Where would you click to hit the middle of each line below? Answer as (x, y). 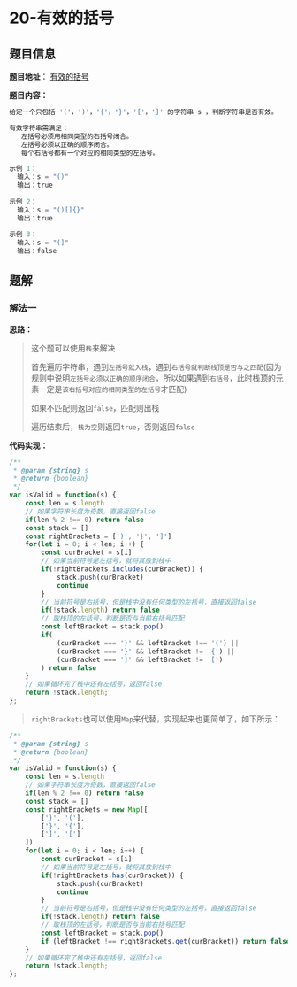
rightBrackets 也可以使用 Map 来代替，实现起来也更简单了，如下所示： (156, 719)
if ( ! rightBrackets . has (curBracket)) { (112, 875)
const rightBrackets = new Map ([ (87, 810)
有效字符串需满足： (39, 128)
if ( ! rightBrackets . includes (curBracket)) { (122, 569)
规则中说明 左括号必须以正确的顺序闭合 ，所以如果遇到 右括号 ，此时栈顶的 (153, 378)
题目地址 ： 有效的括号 (49, 77)
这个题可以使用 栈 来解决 (73, 348)
